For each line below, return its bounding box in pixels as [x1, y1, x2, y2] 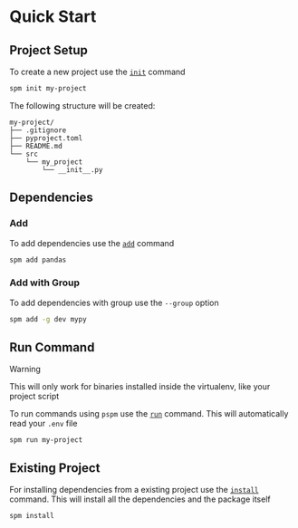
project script [9, 391, 60, 402]
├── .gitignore [9, 125, 67, 135]
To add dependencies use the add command [9, 237, 175, 248]
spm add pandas [9, 255, 67, 264]
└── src [9, 149, 39, 158]
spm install [9, 512, 54, 521]
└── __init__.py [42, 165, 103, 174]
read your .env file [9, 418, 78, 429]
